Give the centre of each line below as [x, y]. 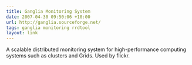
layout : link [22, 33]
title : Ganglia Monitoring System [48, 11]
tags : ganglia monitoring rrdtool [48, 28]
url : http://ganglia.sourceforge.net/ [53, 22]
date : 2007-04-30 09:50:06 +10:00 [48, 17]
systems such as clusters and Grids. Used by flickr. [68, 56]
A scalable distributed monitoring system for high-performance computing [96, 49]
